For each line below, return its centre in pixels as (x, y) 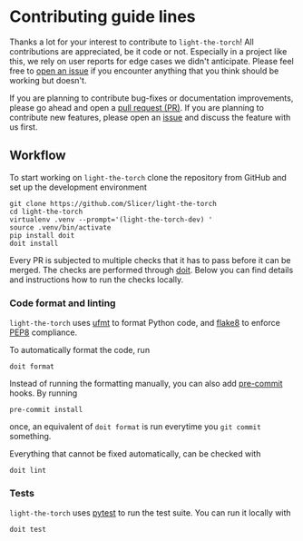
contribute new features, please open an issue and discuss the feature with (150, 117)
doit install (34, 243)
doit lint (28, 471)
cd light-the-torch (46, 211)
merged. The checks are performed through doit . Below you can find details (151, 270)
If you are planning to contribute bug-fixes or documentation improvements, (151, 98)
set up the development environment (78, 187)
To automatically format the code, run (80, 350)
